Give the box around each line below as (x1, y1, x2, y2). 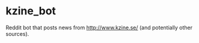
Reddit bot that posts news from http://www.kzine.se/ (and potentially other (5, 24, 193, 31)
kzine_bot (5, 4, 57, 18)
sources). (5, 30, 29, 37)
